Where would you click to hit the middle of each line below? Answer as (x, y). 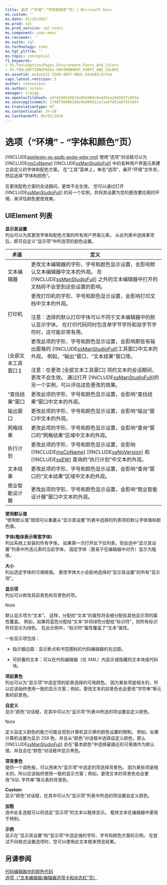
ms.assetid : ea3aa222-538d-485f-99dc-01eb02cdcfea (59, 75)
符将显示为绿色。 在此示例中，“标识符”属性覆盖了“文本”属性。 (68, 627)
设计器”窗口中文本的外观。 (62, 497)
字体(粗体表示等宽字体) (29, 536)
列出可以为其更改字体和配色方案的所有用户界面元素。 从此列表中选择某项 (80, 235)
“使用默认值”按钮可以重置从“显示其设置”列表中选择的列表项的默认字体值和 (81, 520)
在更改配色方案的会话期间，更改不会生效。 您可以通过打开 (65, 186)
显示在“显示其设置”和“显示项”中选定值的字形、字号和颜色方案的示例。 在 (79, 835)
